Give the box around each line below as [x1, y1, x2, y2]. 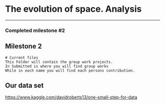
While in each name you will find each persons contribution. [5, 68, 135, 73]
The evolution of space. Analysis [5, 3, 142, 15]
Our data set [5, 81, 44, 90]
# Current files [5, 55, 38, 60]
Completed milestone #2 [5, 27, 65, 34]
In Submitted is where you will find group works [5, 64, 109, 69]
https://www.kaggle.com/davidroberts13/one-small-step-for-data [5, 94, 137, 100]
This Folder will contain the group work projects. [5, 59, 113, 64]
